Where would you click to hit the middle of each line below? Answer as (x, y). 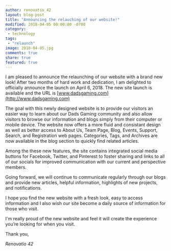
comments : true (21, 53)
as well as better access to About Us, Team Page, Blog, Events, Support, (81, 130)
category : (16, 29)
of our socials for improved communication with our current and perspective (86, 162)
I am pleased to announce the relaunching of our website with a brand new (84, 77)
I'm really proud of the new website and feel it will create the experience (81, 219)
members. (16, 167)
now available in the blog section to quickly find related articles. (72, 141)
